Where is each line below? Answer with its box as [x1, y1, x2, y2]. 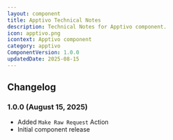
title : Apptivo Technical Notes [7, 17, 101, 24]
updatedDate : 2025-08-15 [7, 56, 80, 63]
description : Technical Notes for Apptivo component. [7, 23, 167, 30]
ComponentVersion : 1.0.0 [7, 49, 80, 56]
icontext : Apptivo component [7, 36, 92, 43]
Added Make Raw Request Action [17, 118, 110, 126]
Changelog [7, 81, 57, 93]
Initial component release [17, 125, 91, 134]
